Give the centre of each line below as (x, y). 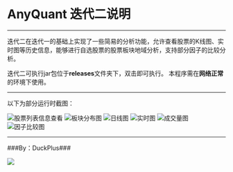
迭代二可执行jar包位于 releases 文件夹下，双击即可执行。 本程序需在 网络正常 (115, 73)
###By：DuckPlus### (39, 148)
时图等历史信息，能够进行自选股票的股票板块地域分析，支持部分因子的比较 (113, 50)
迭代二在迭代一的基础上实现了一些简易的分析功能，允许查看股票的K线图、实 (115, 41)
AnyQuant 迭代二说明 (69, 14)
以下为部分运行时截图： (41, 103)
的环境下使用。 (28, 82)
